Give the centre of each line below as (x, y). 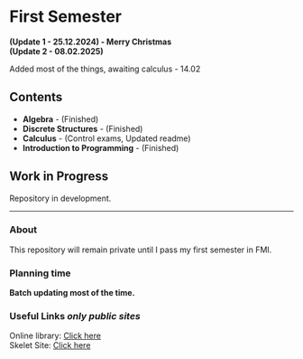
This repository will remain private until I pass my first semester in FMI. (141, 250)
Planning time (40, 273)
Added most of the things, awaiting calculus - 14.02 (105, 69)
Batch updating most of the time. (72, 293)
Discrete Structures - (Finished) (83, 128)
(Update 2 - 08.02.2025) (56, 51)
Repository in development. (60, 198)
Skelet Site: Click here (50, 345)
